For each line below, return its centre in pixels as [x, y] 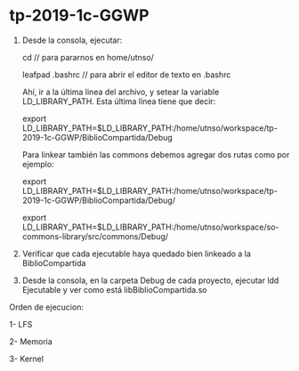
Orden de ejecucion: [47, 307]
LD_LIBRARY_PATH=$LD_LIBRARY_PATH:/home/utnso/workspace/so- [150, 227]
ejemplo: [38, 164]
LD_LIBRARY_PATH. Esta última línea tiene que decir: [119, 101]
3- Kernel [27, 359]
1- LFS [21, 324]
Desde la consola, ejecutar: [72, 40]
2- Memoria [31, 341]
